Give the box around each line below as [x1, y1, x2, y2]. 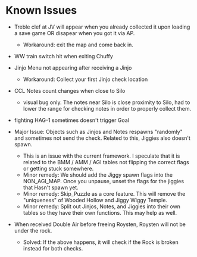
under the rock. [14, 227, 52, 234]
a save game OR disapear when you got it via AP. [14, 29, 135, 36]
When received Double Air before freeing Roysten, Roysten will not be [14, 221, 186, 228]
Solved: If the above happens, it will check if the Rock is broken [23, 239, 179, 246]
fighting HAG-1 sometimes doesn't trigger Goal [14, 117, 129, 124]
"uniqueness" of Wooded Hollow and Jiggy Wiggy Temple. [23, 196, 168, 203]
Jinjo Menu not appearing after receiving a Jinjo [14, 64, 132, 71]
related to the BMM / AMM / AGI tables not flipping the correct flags [23, 158, 189, 165]
